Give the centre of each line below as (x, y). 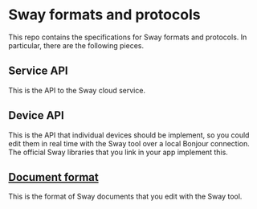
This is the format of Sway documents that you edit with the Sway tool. (125, 197)
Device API (36, 115)
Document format (53, 177)
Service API (38, 71)
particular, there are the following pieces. (76, 45)
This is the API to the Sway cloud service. (77, 90)
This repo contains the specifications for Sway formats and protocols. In (128, 37)
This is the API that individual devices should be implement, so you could (129, 135)
